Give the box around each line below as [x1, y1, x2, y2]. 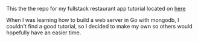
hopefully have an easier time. [6, 29, 81, 36]
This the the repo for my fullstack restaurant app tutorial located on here [6, 5, 186, 12]
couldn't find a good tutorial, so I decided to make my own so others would [6, 23, 193, 30]
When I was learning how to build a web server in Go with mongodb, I [6, 17, 179, 23]
